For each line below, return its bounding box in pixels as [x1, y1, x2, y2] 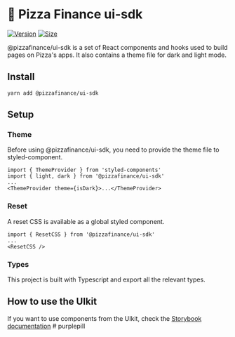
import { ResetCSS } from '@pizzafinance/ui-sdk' [7, 231, 156, 238]
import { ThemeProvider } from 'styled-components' [7, 166, 161, 174]
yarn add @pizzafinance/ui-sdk [7, 89, 99, 97]
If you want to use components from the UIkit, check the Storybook [7, 314, 202, 322]
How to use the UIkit [7, 296, 97, 308]
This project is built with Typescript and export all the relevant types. [7, 275, 206, 284]
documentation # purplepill [7, 322, 86, 330]
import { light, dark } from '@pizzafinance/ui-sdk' [7, 173, 165, 180]
